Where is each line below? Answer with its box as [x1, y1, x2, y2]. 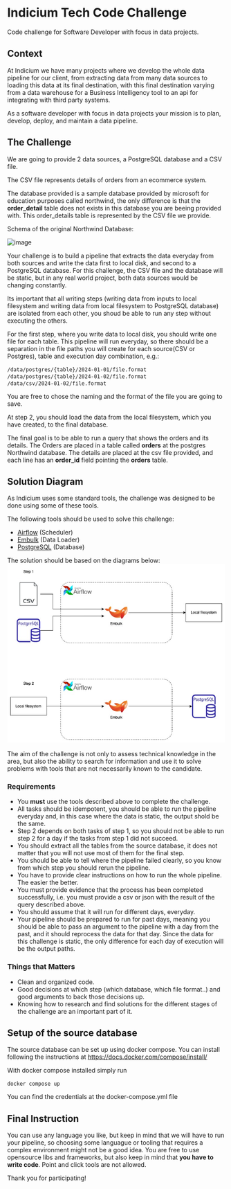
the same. [17, 819, 46, 828]
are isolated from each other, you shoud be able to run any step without [7, 309, 211, 317]
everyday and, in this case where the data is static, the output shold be [17, 812, 219, 821]
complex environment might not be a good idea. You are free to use [7, 1146, 200, 1154]
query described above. [17, 900, 86, 909]
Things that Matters [7, 962, 75, 972]
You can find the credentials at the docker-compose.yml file [7, 1093, 178, 1101]
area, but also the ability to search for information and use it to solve [7, 757, 202, 765]
